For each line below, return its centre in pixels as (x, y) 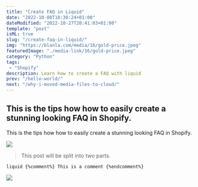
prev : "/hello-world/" (35, 79)
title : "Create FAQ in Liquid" (45, 12)
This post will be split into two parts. (66, 155)
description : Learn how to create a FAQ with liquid (74, 73)
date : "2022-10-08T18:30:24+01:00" (51, 17)
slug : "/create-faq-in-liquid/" (47, 40)
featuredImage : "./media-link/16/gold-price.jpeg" (71, 51)
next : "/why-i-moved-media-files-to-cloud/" (63, 85)
